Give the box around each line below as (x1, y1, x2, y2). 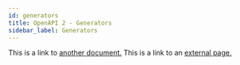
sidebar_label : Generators (8, 26, 98, 34)
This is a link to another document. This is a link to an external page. (8, 48, 232, 58)
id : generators (8, 11, 59, 20)
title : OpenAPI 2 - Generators (8, 19, 112, 27)
